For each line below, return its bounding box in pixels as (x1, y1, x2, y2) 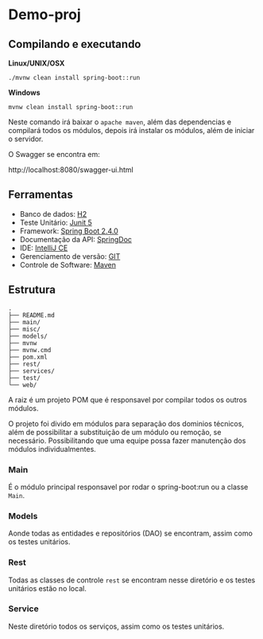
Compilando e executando (8, 37, 141, 51)
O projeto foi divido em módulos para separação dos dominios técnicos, (8, 418, 245, 428)
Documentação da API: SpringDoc (19, 234, 133, 244)
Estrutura (8, 283, 56, 296)
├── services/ (8, 367, 56, 375)
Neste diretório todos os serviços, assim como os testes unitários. (8, 621, 225, 631)
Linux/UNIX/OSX (8, 58, 65, 68)
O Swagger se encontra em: (8, 150, 101, 159)
